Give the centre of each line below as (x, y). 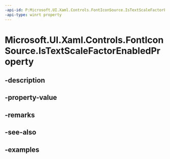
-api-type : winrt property (33, 15)
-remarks (20, 115)
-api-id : (14, 10)
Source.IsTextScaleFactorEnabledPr (83, 51)
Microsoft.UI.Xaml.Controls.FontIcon (84, 40)
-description (25, 80)
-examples (22, 150)
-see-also (21, 132)
